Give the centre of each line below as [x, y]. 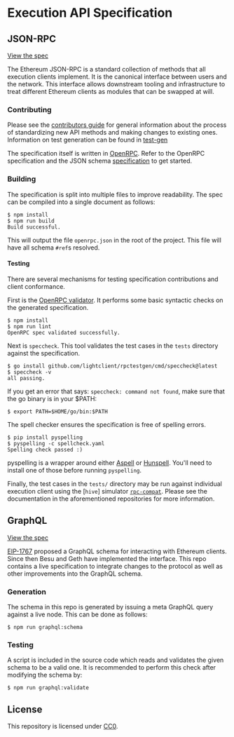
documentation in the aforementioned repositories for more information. [111, 499]
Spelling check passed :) [45, 449]
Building [22, 179]
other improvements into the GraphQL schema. [75, 574]
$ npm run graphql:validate [48, 688]
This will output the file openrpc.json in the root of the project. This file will [115, 240]
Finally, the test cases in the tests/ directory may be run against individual [115, 484]
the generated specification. [48, 307]
